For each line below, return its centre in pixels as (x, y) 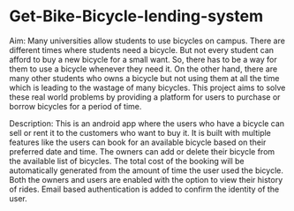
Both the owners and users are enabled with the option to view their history (146, 179)
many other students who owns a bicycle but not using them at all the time (144, 78)
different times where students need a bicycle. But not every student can (142, 49)
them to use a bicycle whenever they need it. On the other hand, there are (143, 69)
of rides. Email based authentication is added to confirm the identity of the (144, 189)
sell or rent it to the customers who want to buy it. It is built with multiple (140, 132)
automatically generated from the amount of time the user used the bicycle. (147, 170)
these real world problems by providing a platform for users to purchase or (145, 97)
